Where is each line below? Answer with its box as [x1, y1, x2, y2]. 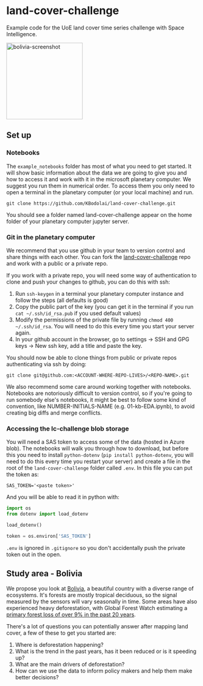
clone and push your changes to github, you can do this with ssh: [6, 278, 171, 285]
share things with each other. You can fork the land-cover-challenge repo [6, 253, 191, 260]
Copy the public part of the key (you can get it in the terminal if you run [15, 303, 194, 310]
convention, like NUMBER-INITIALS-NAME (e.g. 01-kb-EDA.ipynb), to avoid [6, 402, 195, 410]
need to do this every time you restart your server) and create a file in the [6, 458, 191, 466]
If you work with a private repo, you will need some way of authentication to [6, 271, 197, 279]
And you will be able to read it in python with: [6, 494, 120, 501]
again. [15, 329, 31, 336]
